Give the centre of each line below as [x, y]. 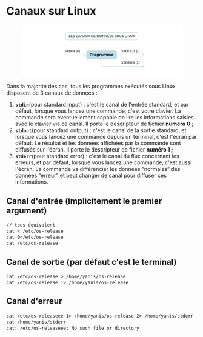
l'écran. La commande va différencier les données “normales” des [98, 169]
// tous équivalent [31, 225]
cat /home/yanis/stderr [36, 322]
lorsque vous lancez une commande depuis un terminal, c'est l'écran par [106, 137]
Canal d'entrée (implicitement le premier [84, 201]
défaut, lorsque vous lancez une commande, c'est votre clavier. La [98, 111]
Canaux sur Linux [51, 11]
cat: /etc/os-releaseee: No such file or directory [73, 328]
